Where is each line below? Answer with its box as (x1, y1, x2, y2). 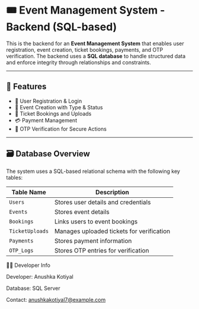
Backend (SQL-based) (6, 20, 117, 34)
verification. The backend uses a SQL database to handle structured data (6, 52, 186, 59)
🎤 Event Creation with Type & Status (14, 103, 103, 111)
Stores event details (54, 207, 110, 216)
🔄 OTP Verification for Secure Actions (14, 125, 107, 133)
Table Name (11, 188, 46, 196)
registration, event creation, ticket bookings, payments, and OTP (6, 46, 163, 53)
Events (9, 208, 28, 215)
